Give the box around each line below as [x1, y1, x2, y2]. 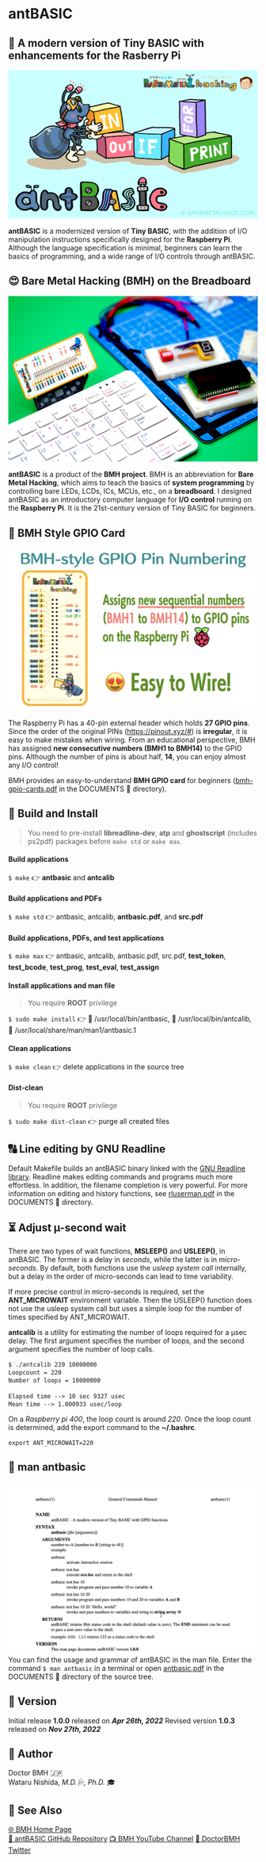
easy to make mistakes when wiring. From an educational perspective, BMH [8, 735, 256, 744]
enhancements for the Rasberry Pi [8, 48, 181, 62]
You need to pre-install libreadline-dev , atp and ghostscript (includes [27, 828, 257, 837]
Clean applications [8, 1044, 71, 1053]
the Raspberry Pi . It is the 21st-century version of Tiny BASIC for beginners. [8, 503, 256, 513]
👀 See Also [8, 1803, 63, 1817]
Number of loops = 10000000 [8, 1376, 101, 1384]
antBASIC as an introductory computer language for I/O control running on [8, 495, 252, 504]
